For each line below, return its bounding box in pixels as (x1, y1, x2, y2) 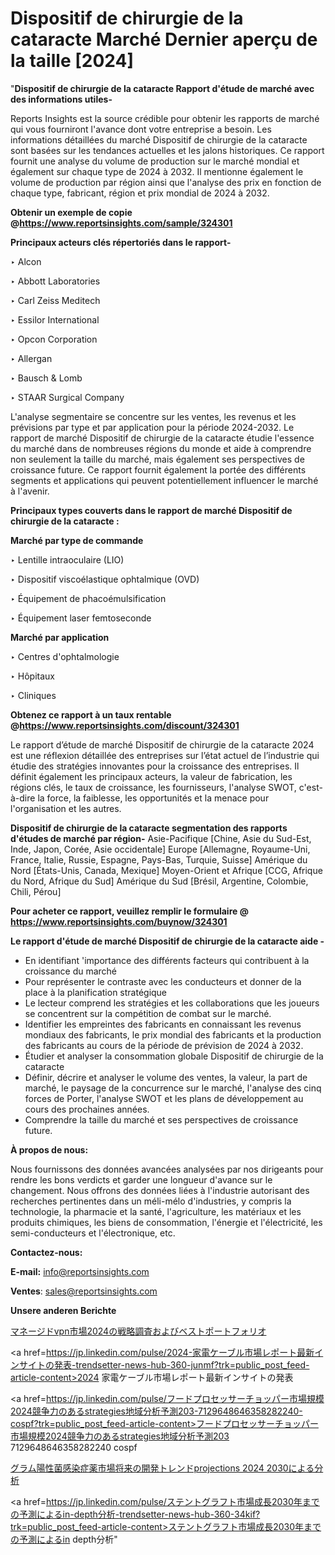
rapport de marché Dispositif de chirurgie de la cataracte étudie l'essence (10, 432, 315, 444)
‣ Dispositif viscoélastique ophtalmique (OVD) (10, 573, 200, 585)
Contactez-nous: (10, 1246, 83, 1258)
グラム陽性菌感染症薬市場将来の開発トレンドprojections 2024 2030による (10, 1462, 315, 1474)
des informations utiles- (10, 93, 113, 105)
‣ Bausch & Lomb (10, 372, 83, 384)
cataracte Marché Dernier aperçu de (10, 28, 318, 51)
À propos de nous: (10, 1143, 89, 1156)
